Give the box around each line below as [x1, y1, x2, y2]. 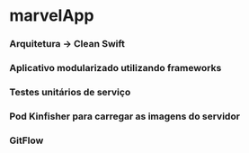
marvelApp [9, 5, 94, 26]
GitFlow [9, 134, 44, 147]
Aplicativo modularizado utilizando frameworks [9, 62, 222, 75]
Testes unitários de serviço [9, 85, 131, 98]
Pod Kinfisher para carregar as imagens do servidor [9, 110, 241, 122]
